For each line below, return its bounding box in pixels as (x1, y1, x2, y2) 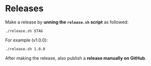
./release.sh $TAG (5, 28, 43, 33)
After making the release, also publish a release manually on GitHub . (5, 55, 147, 61)
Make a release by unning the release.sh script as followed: (5, 19, 129, 25)
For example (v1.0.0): (5, 37, 48, 43)
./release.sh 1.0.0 (5, 46, 46, 51)
